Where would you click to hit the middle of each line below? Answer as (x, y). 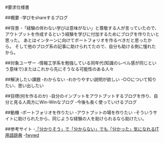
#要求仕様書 (17, 7)
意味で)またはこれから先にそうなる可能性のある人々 (61, 69)
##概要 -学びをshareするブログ (36, 18)
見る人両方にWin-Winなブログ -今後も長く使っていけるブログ (75, 102)
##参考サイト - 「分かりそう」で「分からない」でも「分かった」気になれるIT (82, 129)
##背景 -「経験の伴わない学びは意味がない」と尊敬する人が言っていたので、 (82, 28)
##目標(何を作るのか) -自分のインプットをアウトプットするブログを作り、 (80, 96)
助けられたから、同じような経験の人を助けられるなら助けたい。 (82, 119)
